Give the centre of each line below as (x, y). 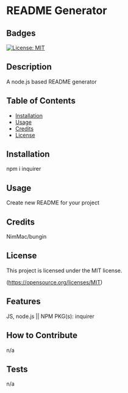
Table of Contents (41, 101)
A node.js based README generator (52, 81)
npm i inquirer (24, 169)
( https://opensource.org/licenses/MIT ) (55, 282)
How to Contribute (42, 335)
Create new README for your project (53, 203)
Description (29, 67)
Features (23, 302)
